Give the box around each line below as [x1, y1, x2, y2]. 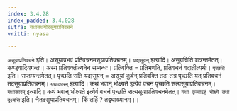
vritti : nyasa [7, 30, 50, 37]
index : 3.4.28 [7, 10, 50, 18]
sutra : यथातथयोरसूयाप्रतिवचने [7, 23, 73, 30]
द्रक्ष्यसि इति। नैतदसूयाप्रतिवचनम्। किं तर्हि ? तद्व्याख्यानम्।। [7, 95, 140, 104]
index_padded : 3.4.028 [7, 17, 75, 24]
